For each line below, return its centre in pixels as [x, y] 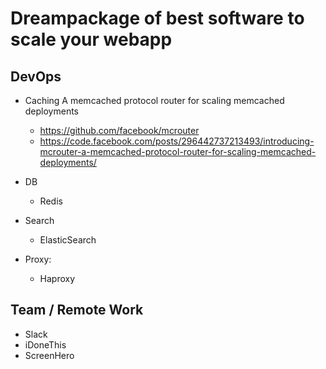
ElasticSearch [68, 240]
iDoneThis [45, 344]
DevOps [36, 76]
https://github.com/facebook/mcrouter [119, 130]
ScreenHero [49, 355]
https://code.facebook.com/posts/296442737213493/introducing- [177, 141]
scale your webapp [91, 39]
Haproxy [57, 278]
